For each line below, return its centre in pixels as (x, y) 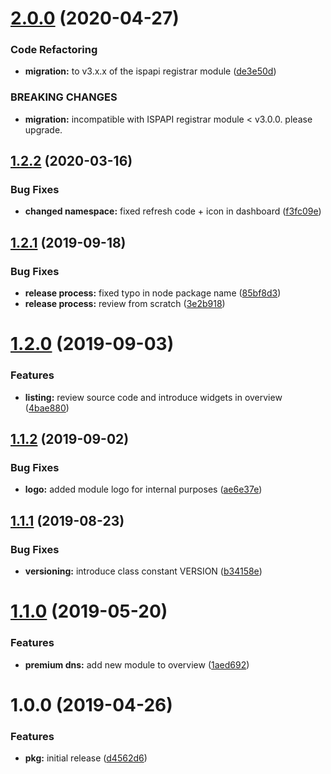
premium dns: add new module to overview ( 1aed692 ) (137, 664)
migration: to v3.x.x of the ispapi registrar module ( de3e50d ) (150, 71)
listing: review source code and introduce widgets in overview (153, 397)
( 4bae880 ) (47, 408)
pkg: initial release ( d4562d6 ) (86, 758)
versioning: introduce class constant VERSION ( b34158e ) (143, 571)
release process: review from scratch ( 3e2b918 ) (125, 304)
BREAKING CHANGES (64, 97)
